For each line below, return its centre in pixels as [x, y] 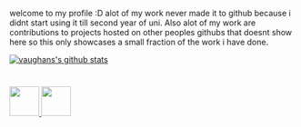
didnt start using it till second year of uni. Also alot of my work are [133, 23]
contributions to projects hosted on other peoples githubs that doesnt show [151, 32]
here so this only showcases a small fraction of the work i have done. [139, 42]
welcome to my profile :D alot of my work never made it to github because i [150, 13]
